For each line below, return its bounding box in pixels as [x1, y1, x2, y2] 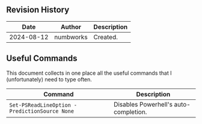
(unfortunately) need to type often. [6, 75, 92, 83]
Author [60, 22, 81, 31]
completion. [113, 108, 147, 116]
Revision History [6, 5, 70, 15]
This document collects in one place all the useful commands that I [6, 69, 172, 76]
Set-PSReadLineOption [9, 102, 71, 108]
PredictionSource [9, 108, 59, 114]
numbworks [54, 33, 88, 41]
